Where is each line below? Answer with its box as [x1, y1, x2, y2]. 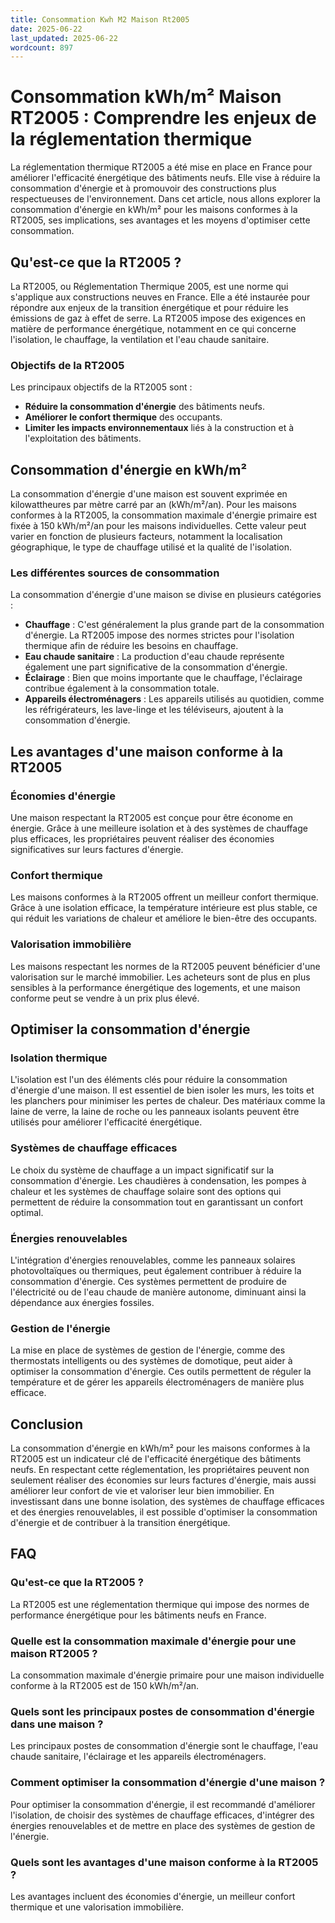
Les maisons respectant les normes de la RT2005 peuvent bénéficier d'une [10, 960, 321, 972]
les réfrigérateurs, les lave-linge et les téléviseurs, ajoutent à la [24, 704, 284, 716]
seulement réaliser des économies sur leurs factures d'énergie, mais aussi [10, 1474, 317, 1486]
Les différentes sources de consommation [10, 566, 220, 580]
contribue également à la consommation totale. [24, 682, 220, 695]
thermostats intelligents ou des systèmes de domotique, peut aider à [10, 1355, 293, 1367]
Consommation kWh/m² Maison [10, 86, 282, 108]
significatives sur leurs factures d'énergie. [10, 844, 184, 856]
